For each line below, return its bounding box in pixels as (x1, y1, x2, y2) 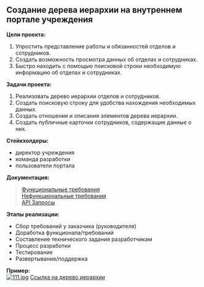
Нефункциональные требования (21, 192, 106, 199)
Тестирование (15, 248, 53, 256)
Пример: (6, 267, 31, 274)
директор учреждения (15, 148, 75, 156)
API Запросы (21, 199, 55, 206)
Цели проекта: (6, 31, 46, 38)
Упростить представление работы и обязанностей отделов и (15, 42, 176, 50)
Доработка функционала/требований (15, 229, 114, 236)
